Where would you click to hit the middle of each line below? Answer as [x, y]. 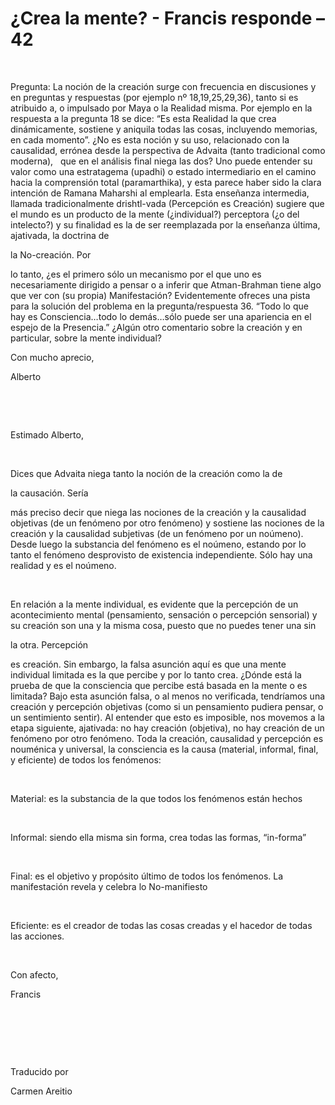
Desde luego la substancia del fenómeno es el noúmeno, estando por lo [158, 544]
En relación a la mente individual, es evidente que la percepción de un [154, 604]
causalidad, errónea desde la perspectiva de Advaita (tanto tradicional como [168, 150]
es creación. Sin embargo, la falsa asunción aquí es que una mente [148, 664]
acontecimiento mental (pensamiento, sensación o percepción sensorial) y [164, 614]
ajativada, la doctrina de [60, 235]
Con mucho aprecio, [52, 357]
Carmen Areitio [41, 1091]
